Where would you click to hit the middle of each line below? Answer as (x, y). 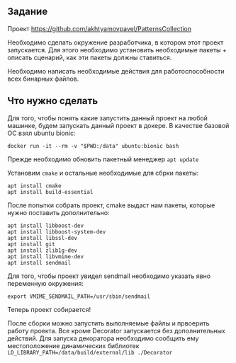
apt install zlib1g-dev (43, 250)
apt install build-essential (50, 192)
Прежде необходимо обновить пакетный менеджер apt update (103, 159)
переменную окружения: (45, 283)
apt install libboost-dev (45, 226)
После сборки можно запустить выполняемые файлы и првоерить (109, 323)
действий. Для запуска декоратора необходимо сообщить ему (103, 338)
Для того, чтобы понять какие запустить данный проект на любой (107, 118)
